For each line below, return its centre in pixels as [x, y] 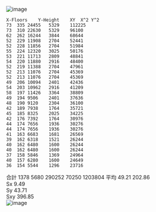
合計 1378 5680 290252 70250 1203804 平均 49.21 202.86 [78, 177]
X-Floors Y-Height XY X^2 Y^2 [53, 20]
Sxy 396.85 [20, 197]
